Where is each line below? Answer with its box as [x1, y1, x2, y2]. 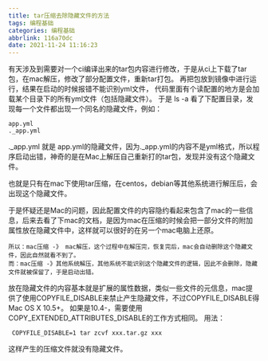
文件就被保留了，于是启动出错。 [8, 269, 98, 277]
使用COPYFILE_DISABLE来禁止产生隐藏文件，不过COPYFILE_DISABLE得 [22, 293, 260, 303]
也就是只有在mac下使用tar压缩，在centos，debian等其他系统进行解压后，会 [8, 179, 258, 188]
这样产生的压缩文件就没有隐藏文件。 [8, 344, 128, 354]
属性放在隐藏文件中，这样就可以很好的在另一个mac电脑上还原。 [8, 226, 219, 235]
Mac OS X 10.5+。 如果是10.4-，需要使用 [8, 304, 143, 313]
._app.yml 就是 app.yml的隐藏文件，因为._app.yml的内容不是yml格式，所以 [8, 142, 253, 151]
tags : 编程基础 [8, 19, 54, 27]
